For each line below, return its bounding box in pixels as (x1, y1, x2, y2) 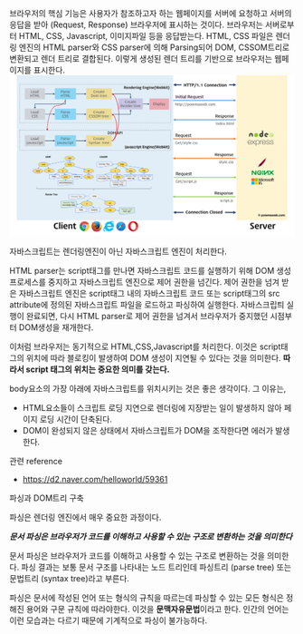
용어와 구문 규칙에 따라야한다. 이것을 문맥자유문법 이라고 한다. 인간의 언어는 (25, 604, 289, 614)
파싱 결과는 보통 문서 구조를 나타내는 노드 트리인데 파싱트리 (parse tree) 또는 (21, 561, 292, 572)
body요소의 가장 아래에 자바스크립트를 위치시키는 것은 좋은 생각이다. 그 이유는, (9, 384, 287, 394)
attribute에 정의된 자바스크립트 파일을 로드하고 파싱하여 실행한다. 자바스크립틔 (9, 299, 285, 310)
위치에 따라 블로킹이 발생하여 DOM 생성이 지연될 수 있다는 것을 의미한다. (25, 353, 282, 363)
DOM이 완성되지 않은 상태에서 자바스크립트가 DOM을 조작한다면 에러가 (22, 425, 274, 435)
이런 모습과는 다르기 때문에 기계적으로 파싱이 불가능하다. (9, 615, 208, 626)
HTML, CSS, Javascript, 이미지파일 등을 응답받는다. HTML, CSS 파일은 (18, 31, 274, 41)
